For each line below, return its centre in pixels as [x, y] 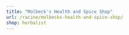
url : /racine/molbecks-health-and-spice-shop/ [65, 17]
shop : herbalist [26, 23]
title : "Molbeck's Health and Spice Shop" [59, 12]
